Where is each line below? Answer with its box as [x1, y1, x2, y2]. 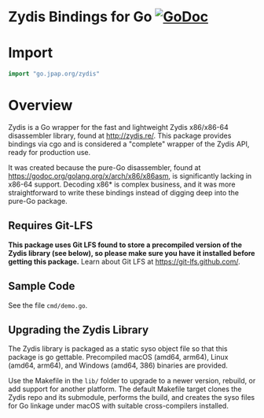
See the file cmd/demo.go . [8, 300, 88, 310]
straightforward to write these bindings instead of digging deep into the [8, 187, 240, 197]
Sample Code [8, 279, 75, 293]
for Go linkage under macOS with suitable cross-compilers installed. [8, 401, 229, 411]
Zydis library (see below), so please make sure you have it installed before [8, 248, 255, 257]
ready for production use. [8, 147, 91, 157]
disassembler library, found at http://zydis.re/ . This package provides [8, 131, 232, 140]
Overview [8, 97, 73, 114]
